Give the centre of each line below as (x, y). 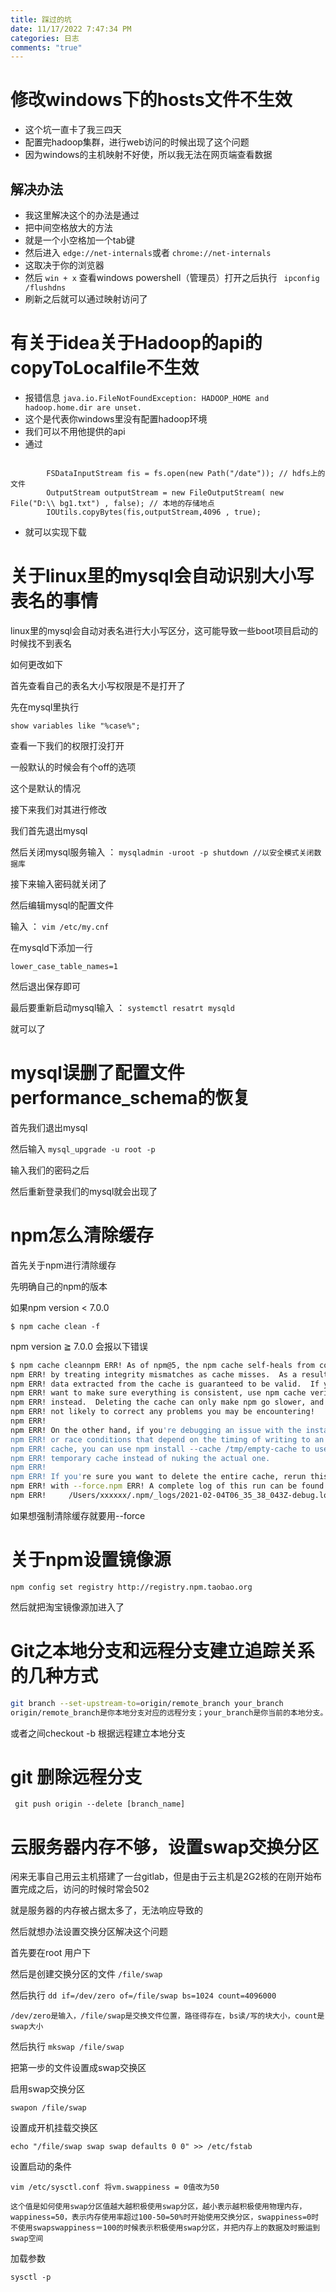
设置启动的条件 (41, 2167)
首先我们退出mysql (49, 1127)
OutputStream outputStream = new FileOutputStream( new (165, 492)
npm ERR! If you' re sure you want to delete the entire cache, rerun (158, 1477)
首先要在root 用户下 (51, 1953)
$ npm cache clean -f (55, 1326)
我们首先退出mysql (49, 830)
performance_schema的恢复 (130, 1098)
